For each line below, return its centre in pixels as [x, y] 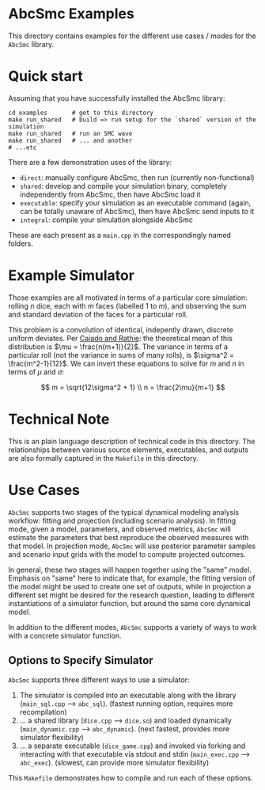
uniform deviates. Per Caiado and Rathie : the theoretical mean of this [121, 338]
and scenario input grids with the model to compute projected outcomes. [127, 554]
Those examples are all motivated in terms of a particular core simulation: [128, 297]
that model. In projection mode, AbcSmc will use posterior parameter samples [132, 546]
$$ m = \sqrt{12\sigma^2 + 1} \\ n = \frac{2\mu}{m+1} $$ [133, 387]
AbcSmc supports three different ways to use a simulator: [99, 680]
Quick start [45, 77]
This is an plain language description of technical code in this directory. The [132, 441]
